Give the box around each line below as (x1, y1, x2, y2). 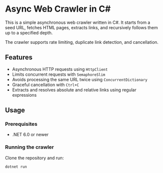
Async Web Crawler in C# (5, 3, 111, 15)
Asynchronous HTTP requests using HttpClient (12, 66, 108, 72)
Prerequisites (5, 121, 37, 127)
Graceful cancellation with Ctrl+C (12, 82, 79, 87)
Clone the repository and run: (5, 155, 64, 161)
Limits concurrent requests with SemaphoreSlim (12, 71, 106, 77)
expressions (12, 92, 37, 98)
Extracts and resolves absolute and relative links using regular (12, 86, 137, 93)
